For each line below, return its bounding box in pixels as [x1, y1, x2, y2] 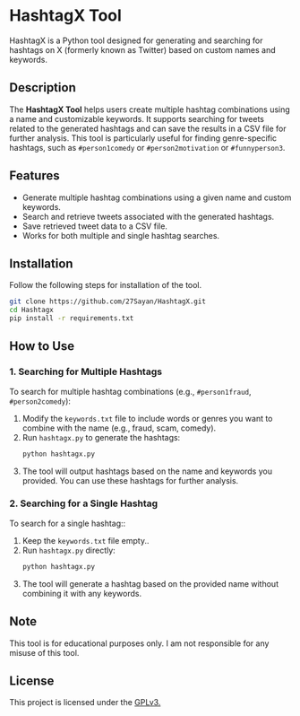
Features [9, 168, 60, 184]
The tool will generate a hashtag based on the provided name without [21, 578, 279, 589]
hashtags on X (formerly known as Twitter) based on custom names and [9, 44, 276, 55]
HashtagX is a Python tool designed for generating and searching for [9, 35, 263, 46]
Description [9, 80, 76, 95]
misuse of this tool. [9, 647, 80, 658]
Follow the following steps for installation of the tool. [9, 280, 202, 291]
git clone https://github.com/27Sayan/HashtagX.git [9, 297, 206, 306]
